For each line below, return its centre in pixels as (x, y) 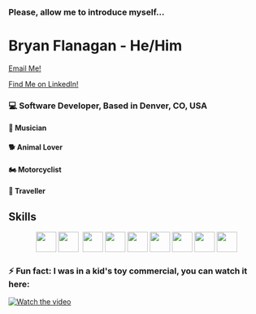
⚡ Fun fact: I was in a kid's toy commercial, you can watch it (128, 271)
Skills (22, 217)
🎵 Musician (28, 128)
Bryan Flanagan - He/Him (95, 46)
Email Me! (25, 68)
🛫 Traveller (27, 191)
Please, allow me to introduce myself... (87, 12)
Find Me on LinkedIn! (43, 84)
